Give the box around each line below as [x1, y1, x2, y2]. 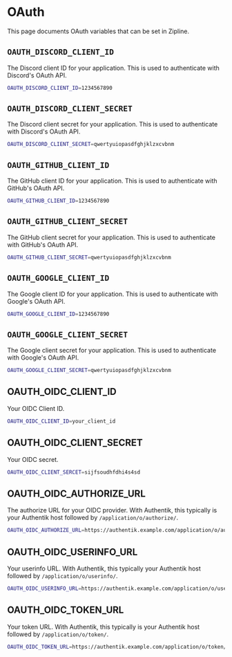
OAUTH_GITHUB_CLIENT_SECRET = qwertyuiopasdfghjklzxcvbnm [7, 254, 171, 261]
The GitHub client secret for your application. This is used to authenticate [7, 233, 216, 241]
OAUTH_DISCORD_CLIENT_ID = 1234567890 [7, 84, 113, 91]
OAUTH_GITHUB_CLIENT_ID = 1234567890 [7, 198, 110, 205]
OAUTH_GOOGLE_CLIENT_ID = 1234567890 [7, 311, 110, 317]
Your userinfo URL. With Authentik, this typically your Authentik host [7, 564, 202, 573]
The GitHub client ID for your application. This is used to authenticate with [7, 177, 217, 185]
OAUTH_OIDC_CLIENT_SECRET [7, 437, 143, 449]
